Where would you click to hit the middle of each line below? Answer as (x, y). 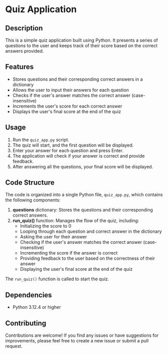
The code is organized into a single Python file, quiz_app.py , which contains (84, 195)
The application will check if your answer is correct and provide (78, 156)
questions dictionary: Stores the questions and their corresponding (82, 210)
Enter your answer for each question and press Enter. (68, 150)
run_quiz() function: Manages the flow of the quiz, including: (76, 221)
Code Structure (30, 183)
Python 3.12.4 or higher (37, 307)
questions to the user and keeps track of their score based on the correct (81, 46)
